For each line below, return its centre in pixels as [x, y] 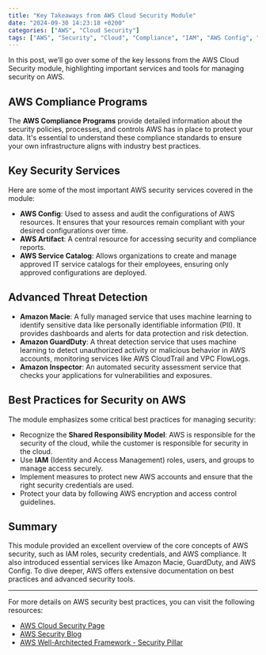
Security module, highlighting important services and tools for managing [126, 69]
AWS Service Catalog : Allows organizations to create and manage [128, 256]
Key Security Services [64, 171]
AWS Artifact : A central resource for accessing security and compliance [138, 239]
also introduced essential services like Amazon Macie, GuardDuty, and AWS [132, 562]
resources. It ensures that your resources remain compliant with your [132, 221]
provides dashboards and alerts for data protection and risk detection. [134, 333]
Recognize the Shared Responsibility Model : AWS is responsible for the [137, 434]
